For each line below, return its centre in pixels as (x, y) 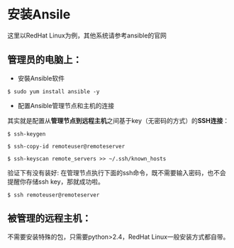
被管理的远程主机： (49, 219)
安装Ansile (39, 14)
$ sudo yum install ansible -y (54, 91)
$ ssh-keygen (27, 134)
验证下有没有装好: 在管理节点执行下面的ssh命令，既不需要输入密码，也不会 (117, 172)
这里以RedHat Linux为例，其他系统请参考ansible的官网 (87, 35)
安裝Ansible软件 (41, 78)
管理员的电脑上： (45, 60)
